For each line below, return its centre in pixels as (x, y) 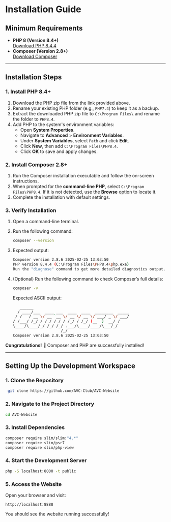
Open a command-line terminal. (46, 222)
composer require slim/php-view (39, 448)
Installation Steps (34, 77)
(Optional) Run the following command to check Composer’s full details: (88, 279)
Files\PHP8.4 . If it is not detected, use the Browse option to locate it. (84, 192)
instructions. (26, 181)
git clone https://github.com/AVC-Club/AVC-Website (63, 391)
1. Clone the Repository (34, 381)
